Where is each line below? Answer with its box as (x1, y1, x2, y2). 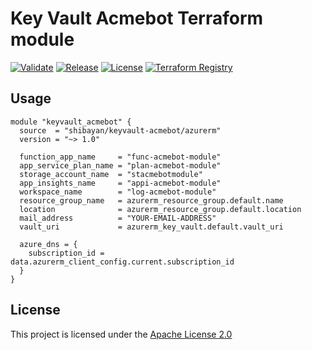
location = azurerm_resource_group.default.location (19, 204, 302, 214)
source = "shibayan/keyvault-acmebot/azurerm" (19, 125, 222, 136)
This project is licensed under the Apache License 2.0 (10, 328, 233, 340)
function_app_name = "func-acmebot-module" (19, 152, 222, 162)
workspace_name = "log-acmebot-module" (19, 187, 217, 197)
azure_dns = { (19, 239, 78, 249)
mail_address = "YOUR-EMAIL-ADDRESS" (19, 213, 217, 223)
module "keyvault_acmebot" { (10, 117, 132, 127)
